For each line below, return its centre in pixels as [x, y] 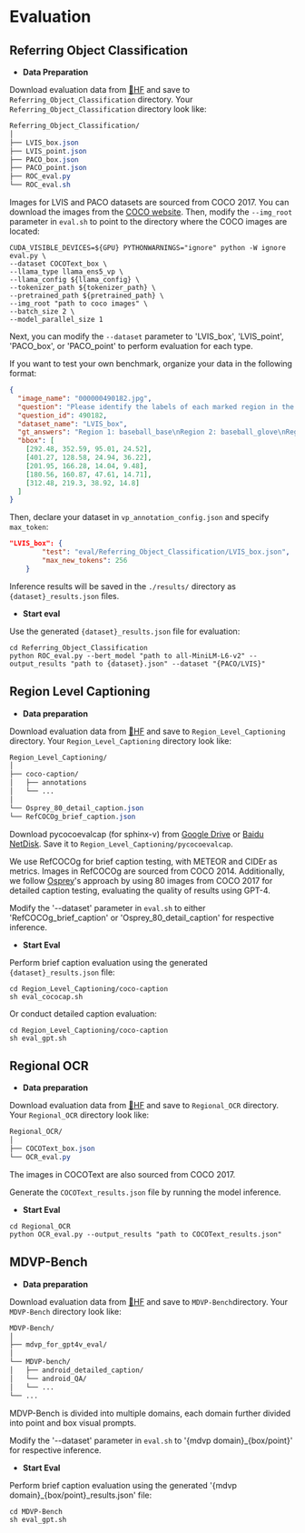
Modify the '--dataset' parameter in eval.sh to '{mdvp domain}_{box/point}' [151, 1440]
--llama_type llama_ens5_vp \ [67, 272]
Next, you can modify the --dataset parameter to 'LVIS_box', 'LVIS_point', [147, 336]
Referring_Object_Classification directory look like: [108, 109]
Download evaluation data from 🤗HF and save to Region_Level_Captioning [148, 731]
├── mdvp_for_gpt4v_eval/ [58, 1345]
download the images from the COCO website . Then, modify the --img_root [151, 212]
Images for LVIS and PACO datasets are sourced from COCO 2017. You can [149, 202]
